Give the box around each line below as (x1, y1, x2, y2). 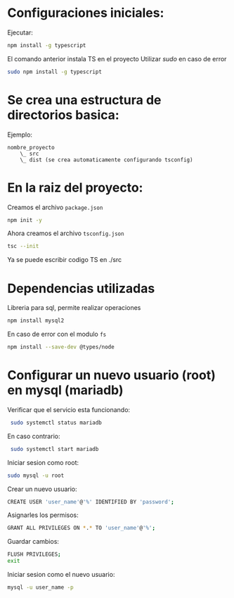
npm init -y (7, 216, 42, 223)
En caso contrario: (7, 432, 60, 440)
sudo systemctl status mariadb (10, 419, 102, 426)
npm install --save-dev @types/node (7, 344, 115, 351)
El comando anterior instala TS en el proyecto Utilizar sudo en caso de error (7, 54, 227, 63)
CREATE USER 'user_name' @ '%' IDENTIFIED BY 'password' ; (7, 498, 174, 505)
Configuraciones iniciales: (7, 5, 164, 21)
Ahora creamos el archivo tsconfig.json (7, 229, 124, 237)
